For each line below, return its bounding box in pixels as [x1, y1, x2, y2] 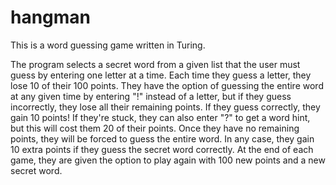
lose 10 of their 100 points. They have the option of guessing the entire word [10, 79, 324, 91]
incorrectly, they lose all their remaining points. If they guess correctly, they [10, 101, 321, 113]
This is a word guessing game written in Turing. [10, 39, 206, 51]
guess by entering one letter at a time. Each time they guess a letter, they [10, 69, 312, 81]
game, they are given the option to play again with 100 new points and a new [10, 154, 326, 166]
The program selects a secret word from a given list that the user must [10, 58, 301, 70]
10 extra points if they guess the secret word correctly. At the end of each [10, 143, 314, 155]
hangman [10, 6, 92, 29]
